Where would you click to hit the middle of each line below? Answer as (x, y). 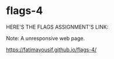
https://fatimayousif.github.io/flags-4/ (51, 49)
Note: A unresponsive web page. (46, 38)
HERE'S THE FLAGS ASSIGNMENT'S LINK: (57, 27)
